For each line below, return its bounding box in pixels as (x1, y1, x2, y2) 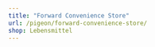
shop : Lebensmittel (8, 26, 73, 34)
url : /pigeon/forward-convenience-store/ (8, 19, 148, 27)
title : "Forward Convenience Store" (8, 11, 130, 20)
